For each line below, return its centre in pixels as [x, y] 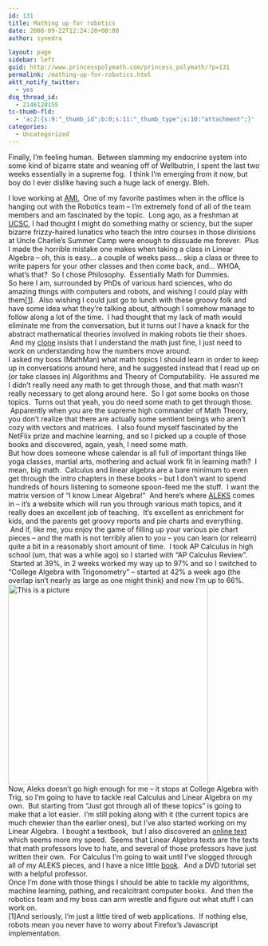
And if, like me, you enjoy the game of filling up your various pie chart [124, 529]
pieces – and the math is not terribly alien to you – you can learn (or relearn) [133, 537]
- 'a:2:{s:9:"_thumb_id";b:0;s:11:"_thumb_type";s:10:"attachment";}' [135, 120]
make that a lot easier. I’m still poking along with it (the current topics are [128, 814]
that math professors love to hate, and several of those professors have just [132, 848]
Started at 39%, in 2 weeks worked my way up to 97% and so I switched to [134, 563]
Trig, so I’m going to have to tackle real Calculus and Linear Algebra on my [130, 797]
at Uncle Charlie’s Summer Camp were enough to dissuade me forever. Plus [134, 240]
